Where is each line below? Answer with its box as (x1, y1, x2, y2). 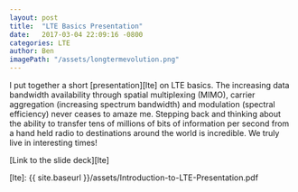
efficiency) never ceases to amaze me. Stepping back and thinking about (9, 109, 282, 119)
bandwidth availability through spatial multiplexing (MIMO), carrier (9, 89, 256, 100)
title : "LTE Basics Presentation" (9, 22, 144, 31)
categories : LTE (9, 38, 70, 48)
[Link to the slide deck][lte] (9, 155, 110, 165)
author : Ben (9, 47, 54, 56)
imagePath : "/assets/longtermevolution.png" (9, 55, 180, 64)
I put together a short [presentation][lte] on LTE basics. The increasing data (9, 80, 290, 90)
